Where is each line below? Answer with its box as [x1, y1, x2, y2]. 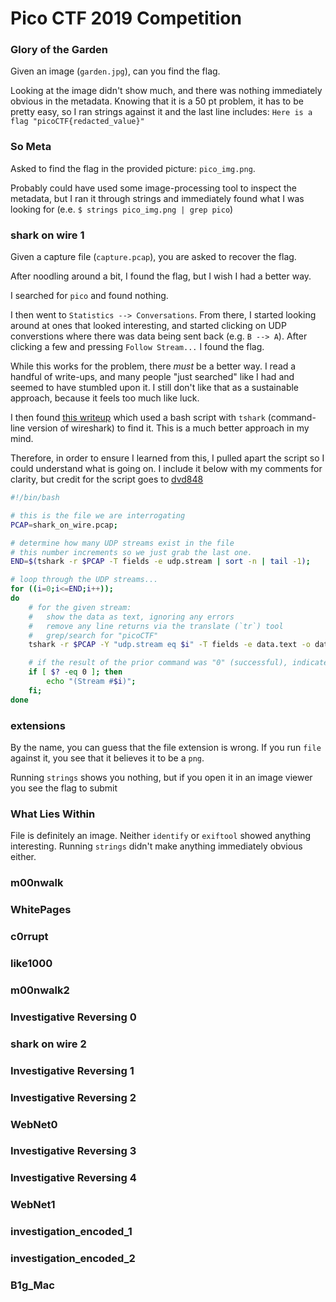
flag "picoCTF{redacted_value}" [10, 117, 145, 127]
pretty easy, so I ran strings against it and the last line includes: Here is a [10, 106, 313, 118]
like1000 [10, 956, 53, 970]
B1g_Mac [10, 1278, 55, 1292]
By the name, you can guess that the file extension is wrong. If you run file [10, 742, 322, 753]
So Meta [10, 140, 52, 154]
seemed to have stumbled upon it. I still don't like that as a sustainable [10, 382, 300, 394]
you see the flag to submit [10, 782, 118, 794]
